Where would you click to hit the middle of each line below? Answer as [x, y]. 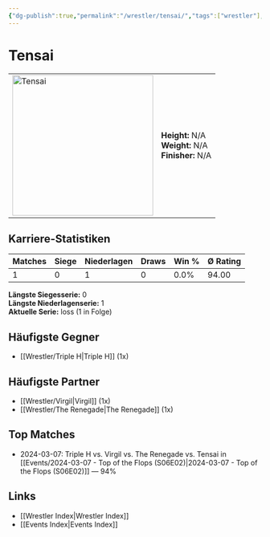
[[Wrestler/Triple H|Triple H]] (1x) [74, 356]
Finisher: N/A [186, 155]
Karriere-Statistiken [59, 239]
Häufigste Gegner [54, 337]
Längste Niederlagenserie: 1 [56, 303]
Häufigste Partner [54, 382]
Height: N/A [184, 135]
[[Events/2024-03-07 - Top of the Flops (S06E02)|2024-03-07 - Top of [139, 462]
